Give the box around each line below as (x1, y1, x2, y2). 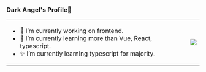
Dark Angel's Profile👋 (6, 5, 72, 14)
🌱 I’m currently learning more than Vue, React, (20, 34, 152, 43)
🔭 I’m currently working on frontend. (20, 27, 124, 35)
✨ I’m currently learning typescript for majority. (20, 49, 155, 58)
